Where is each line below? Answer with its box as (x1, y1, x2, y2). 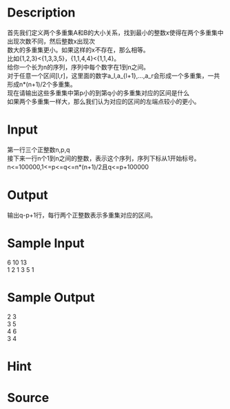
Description (7, 5, 76, 21)
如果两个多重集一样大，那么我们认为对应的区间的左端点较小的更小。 (7, 97, 200, 105)
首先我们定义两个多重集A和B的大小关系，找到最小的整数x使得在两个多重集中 (7, 28, 224, 36)
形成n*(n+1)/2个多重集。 (7, 80, 77, 88)
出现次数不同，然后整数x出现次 (7, 36, 95, 45)
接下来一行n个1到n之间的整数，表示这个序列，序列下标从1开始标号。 (7, 154, 200, 162)
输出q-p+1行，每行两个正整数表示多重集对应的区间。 (7, 211, 157, 219)
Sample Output (7, 289, 95, 305)
